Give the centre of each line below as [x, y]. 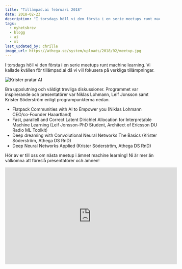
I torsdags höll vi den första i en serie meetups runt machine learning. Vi [78, 65]
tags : [11, 23]
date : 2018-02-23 [23, 14]
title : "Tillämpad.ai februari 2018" [44, 10]
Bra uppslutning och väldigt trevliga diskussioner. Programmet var [72, 89]
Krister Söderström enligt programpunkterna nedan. [57, 99]
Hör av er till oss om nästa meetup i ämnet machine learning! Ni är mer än [79, 155]
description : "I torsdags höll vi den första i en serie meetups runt [79, 19]
